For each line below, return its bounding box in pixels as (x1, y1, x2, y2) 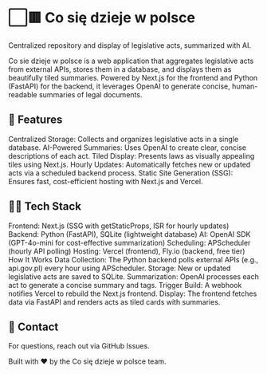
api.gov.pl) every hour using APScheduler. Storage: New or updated (8, 263, 231, 273)
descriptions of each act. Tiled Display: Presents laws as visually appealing (8, 151, 255, 160)
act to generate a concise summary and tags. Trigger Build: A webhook (8, 280, 242, 289)
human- (231, 81, 258, 91)
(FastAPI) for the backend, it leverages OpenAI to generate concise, (8, 81, 230, 91)
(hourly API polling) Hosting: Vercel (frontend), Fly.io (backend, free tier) (8, 246, 245, 256)
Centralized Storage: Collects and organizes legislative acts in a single (8, 134, 239, 144)
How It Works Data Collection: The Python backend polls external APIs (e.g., (8, 254, 259, 264)
